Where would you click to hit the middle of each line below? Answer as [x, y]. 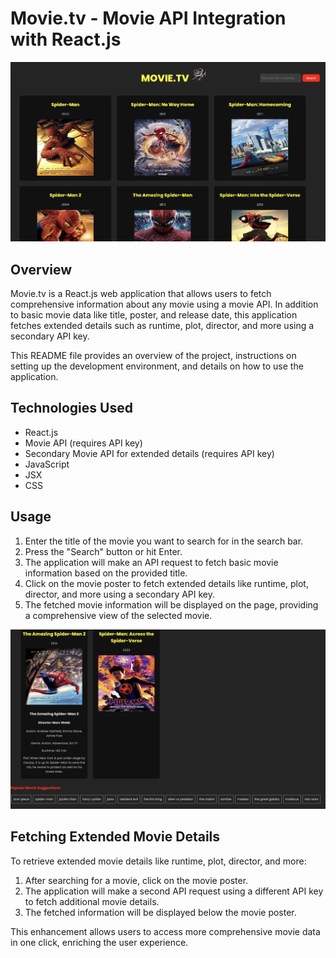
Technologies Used [71, 408]
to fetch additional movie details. [92, 901]
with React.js [66, 39]
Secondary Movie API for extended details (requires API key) [149, 453]
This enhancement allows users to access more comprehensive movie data [165, 931]
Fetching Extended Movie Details [115, 837]
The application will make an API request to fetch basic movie [151, 562]
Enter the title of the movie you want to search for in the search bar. [164, 541]
